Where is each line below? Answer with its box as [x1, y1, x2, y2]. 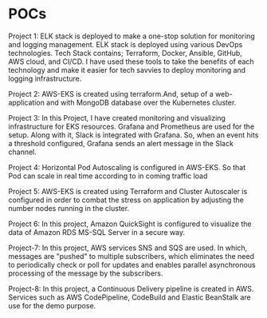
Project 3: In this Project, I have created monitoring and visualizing [8, 113, 226, 122]
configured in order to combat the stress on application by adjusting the [8, 195, 245, 205]
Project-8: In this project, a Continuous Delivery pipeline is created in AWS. [8, 284, 254, 293]
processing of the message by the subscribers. [8, 268, 163, 278]
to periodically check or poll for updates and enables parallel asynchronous [8, 260, 257, 269]
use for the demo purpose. [8, 300, 96, 310]
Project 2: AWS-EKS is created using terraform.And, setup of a [8, 89, 214, 98]
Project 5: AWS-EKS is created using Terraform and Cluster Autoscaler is [8, 186, 248, 196]
